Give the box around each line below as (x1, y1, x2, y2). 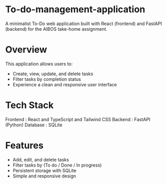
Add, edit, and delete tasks (12, 156, 69, 163)
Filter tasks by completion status (12, 76, 81, 82)
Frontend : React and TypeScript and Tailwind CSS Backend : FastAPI (5, 116, 151, 122)
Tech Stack (5, 100, 54, 111)
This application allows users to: (5, 60, 73, 67)
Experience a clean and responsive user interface (12, 81, 117, 87)
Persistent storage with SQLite (12, 167, 76, 173)
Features (5, 140, 44, 151)
